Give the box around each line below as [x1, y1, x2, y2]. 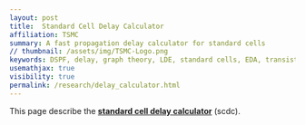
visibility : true [9, 72, 75, 82]
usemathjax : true [9, 64, 75, 73]
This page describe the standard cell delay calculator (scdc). [9, 105, 241, 116]
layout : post [9, 13, 59, 23]
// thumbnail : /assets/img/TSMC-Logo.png [9, 47, 169, 56]
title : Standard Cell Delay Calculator [9, 22, 165, 31]
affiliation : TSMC [9, 30, 79, 39]
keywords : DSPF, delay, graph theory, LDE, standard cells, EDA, [9, 55, 261, 64]
